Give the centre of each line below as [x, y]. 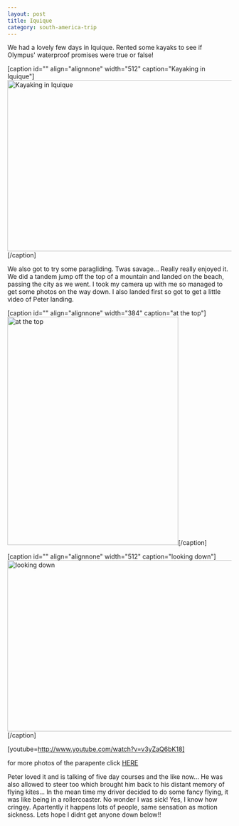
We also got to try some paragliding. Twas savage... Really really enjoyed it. [118, 269]
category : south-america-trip [52, 27]
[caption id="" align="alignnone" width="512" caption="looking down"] [112, 556]
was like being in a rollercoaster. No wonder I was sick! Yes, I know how [112, 800]
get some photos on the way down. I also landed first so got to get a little [114, 292]
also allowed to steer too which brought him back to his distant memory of [116, 785]
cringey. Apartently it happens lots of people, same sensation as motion [113, 807]
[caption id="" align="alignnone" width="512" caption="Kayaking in [106, 69]
